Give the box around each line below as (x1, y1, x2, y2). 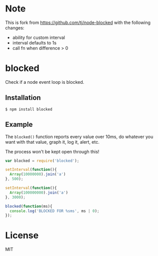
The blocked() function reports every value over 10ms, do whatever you (5, 133, 153, 140)
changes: (5, 24, 24, 30)
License (5, 230, 39, 241)
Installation (5, 93, 41, 102)
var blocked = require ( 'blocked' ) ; (5, 158, 79, 163)
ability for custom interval (12, 34, 65, 40)
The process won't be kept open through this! (5, 148, 99, 155)
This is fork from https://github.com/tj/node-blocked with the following (5, 19, 151, 25)
